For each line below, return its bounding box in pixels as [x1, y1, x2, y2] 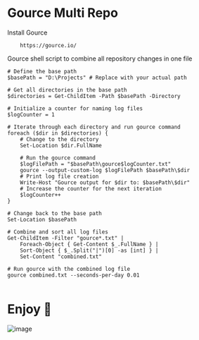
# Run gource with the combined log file [7, 265, 131, 272]
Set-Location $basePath [7, 216, 77, 223]
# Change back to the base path [7, 210, 102, 217]
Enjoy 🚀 [7, 301, 52, 317]
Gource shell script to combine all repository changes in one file [7, 54, 193, 63]
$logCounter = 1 [7, 111, 55, 118]
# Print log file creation [20, 173, 99, 180]
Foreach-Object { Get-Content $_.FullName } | [20, 241, 159, 248]
